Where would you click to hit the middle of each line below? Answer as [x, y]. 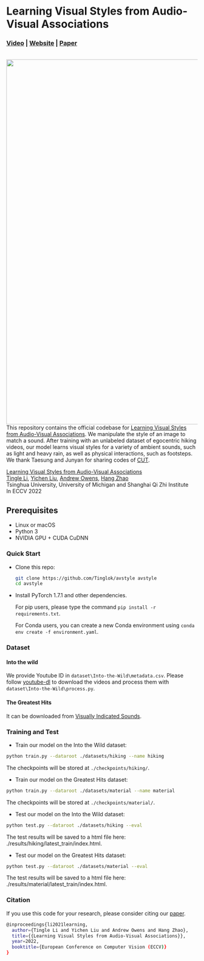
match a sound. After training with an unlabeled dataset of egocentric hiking [101, 441]
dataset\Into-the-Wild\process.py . [51, 689]
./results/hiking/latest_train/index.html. [54, 843]
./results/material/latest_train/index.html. [57, 884]
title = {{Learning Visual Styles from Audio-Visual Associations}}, [99, 936]
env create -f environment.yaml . [57, 632]
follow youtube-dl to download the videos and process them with [88, 682]
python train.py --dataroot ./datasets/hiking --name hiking [85, 756]
